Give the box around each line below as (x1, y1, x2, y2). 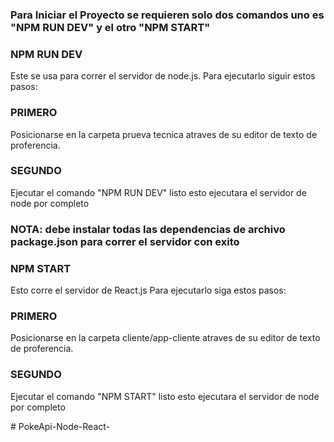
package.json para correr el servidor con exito (10, 234, 240, 248)
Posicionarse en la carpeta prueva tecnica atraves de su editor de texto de (10, 128, 318, 140)
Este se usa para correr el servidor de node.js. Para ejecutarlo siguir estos (10, 70, 316, 82)
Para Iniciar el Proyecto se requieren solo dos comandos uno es (10, 8, 325, 22)
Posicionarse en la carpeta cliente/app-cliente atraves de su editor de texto (10, 332, 321, 344)
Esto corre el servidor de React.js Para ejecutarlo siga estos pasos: (10, 284, 287, 297)
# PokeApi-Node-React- (10, 420, 111, 432)
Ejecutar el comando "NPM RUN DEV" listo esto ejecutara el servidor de (10, 186, 307, 198)
